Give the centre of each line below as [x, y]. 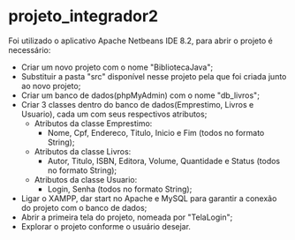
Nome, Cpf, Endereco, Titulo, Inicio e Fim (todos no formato [156, 132]
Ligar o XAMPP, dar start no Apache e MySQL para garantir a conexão [149, 198]
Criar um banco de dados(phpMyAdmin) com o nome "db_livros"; [140, 95]
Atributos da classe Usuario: [86, 179]
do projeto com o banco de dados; [84, 207]
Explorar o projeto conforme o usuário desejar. [106, 226]
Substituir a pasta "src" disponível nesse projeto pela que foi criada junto [154, 76]
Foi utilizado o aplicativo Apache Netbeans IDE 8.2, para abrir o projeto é [140, 41]
